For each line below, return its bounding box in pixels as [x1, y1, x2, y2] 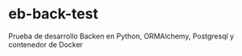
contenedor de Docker [8, 39, 83, 49]
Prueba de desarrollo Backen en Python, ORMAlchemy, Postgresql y [8, 31, 235, 41]
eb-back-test [8, 5, 99, 23]
